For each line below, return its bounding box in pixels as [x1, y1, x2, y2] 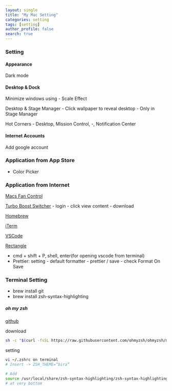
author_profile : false [5, 27, 54, 32]
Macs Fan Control [5, 193, 43, 199]
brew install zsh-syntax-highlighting [12, 294, 89, 300]
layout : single [5, 7, 38, 13]
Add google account [5, 144, 49, 150]
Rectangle [5, 243, 27, 249]
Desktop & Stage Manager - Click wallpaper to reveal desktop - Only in [5, 106, 155, 112]
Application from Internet [5, 181, 70, 188]
